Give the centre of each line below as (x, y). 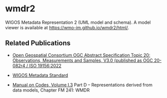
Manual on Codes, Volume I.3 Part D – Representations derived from (83, 85)
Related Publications (38, 43)
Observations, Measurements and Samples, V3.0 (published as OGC (83, 60)
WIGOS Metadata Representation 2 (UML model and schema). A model (78, 22)
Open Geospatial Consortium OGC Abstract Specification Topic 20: (81, 55)
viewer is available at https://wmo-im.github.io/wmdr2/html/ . (67, 27)
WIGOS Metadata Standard (40, 75)
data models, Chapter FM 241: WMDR (51, 90)
